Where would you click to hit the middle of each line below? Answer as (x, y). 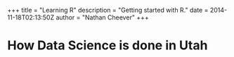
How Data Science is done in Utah (108, 46)
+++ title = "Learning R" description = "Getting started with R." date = (108, 10)
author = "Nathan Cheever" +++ (102, 17)
